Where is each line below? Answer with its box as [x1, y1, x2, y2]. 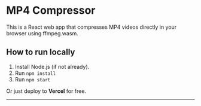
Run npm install [14, 69, 56, 77]
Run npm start [14, 75, 51, 83]
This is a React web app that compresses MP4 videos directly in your [6, 23, 177, 31]
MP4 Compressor [6, 4, 96, 17]
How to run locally [6, 47, 75, 57]
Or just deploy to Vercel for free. [6, 87, 87, 95]
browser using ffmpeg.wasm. [6, 29, 79, 37]
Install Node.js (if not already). [14, 63, 90, 70]
